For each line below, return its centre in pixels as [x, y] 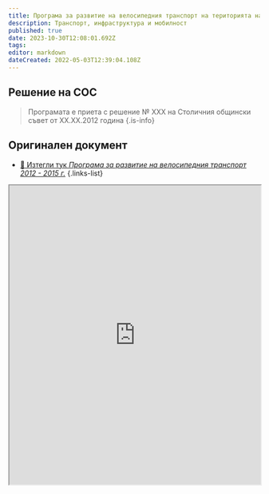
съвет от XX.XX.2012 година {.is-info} [91, 120]
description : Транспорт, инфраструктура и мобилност [98, 23]
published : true [35, 30]
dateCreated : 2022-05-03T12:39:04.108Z [75, 61]
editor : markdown [37, 53]
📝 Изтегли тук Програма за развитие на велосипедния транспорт [133, 164]
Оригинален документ [68, 146]
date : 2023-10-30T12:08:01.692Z [62, 38]
